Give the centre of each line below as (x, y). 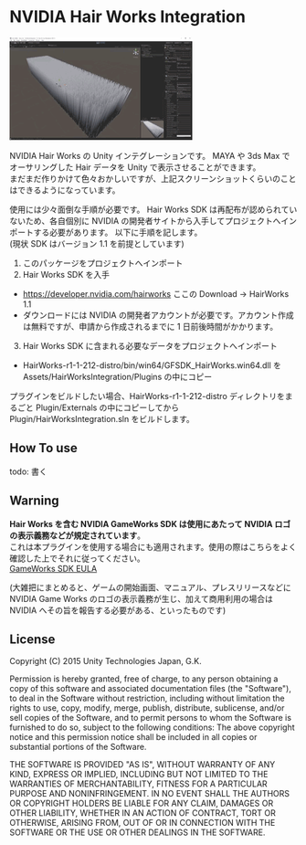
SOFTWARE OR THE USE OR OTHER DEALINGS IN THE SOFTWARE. (137, 832)
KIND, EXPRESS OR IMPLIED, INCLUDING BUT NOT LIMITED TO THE (139, 775)
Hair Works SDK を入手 (66, 274)
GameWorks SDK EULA (53, 568)
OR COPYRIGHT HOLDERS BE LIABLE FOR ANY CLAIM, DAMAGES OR (142, 803)
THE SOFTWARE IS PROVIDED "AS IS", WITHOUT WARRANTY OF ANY (142, 765)
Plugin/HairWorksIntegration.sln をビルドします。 (102, 418)
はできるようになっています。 (65, 190)
